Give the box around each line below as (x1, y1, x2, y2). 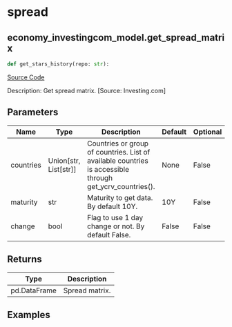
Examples (7, 308, 50, 321)
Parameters (7, 106, 59, 118)
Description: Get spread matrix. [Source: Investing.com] (7, 86, 166, 95)
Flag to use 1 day (87, 212, 144, 222)
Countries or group (87, 139, 149, 148)
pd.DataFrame (10, 286, 57, 295)
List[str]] (48, 164, 77, 174)
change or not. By (87, 221, 145, 231)
